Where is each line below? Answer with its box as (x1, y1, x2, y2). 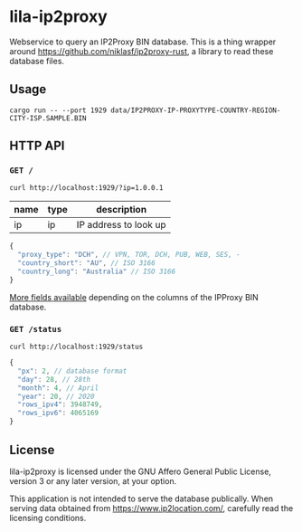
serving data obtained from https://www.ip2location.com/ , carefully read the (9, 502, 294, 513)
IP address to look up (76, 219, 166, 232)
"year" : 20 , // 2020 (17, 392, 95, 401)
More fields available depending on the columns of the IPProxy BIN (9, 291, 260, 302)
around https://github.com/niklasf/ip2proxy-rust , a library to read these (9, 45, 274, 56)
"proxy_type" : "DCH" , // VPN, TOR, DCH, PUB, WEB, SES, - (17, 251, 241, 260)
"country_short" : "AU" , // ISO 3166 (17, 259, 156, 268)
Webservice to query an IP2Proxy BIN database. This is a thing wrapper (9, 36, 277, 47)
